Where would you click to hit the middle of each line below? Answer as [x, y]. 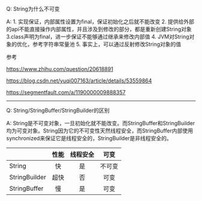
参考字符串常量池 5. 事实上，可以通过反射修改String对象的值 [107, 44]
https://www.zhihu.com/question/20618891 [60, 69]
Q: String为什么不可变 [33, 9]
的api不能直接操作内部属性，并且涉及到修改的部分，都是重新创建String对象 [99, 29]
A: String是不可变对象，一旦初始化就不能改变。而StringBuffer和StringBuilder [101, 123]
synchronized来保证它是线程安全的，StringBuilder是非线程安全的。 [89, 138]
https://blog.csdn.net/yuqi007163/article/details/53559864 [79, 81]
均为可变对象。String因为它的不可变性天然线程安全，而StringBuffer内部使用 [100, 131]
